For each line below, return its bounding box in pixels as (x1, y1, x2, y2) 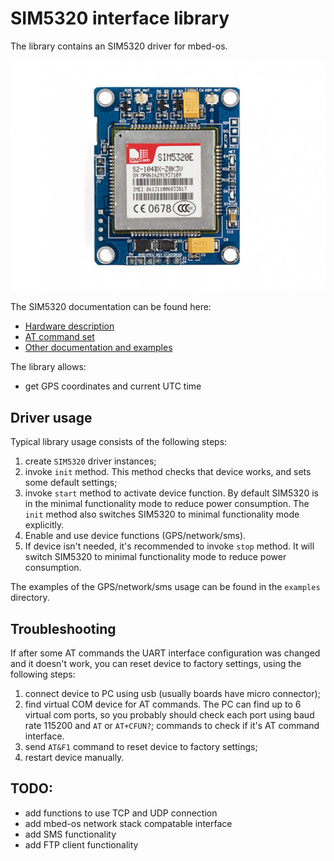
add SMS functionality (24, 828, 117, 840)
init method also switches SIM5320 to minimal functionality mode (24, 508, 300, 521)
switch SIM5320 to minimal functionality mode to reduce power (24, 551, 287, 563)
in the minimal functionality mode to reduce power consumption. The (24, 498, 310, 510)
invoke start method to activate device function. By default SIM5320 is (24, 487, 319, 499)
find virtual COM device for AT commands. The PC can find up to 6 (24, 698, 302, 711)
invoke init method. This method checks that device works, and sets (24, 466, 312, 478)
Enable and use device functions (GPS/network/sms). (24, 530, 247, 542)
